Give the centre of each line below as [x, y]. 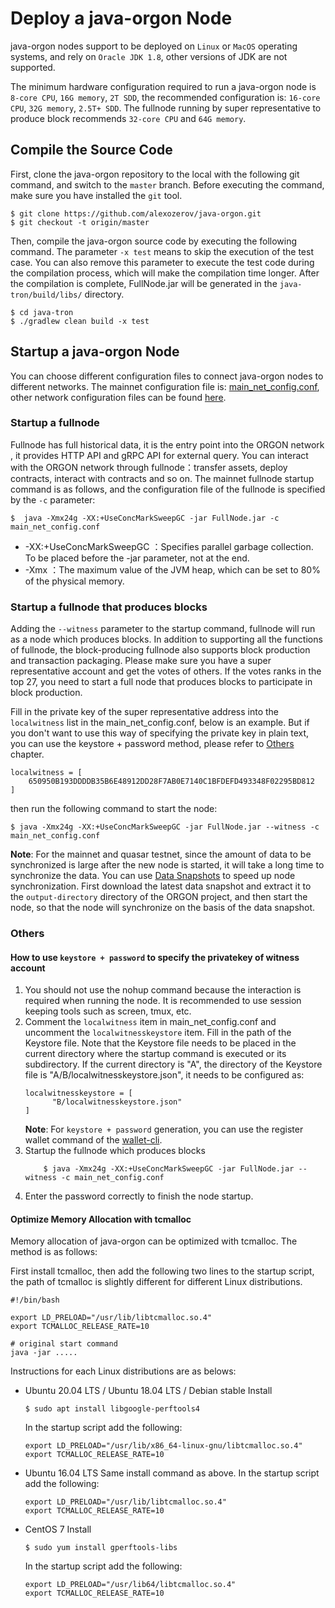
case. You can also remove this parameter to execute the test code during [162, 262]
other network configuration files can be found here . [118, 397]
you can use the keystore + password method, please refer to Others [152, 744]
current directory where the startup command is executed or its [155, 1054]
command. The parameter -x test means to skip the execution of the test [162, 251]
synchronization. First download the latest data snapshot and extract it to [161, 886]
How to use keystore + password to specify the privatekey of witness [155, 957]
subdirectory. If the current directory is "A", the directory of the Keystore [173, 1064]
